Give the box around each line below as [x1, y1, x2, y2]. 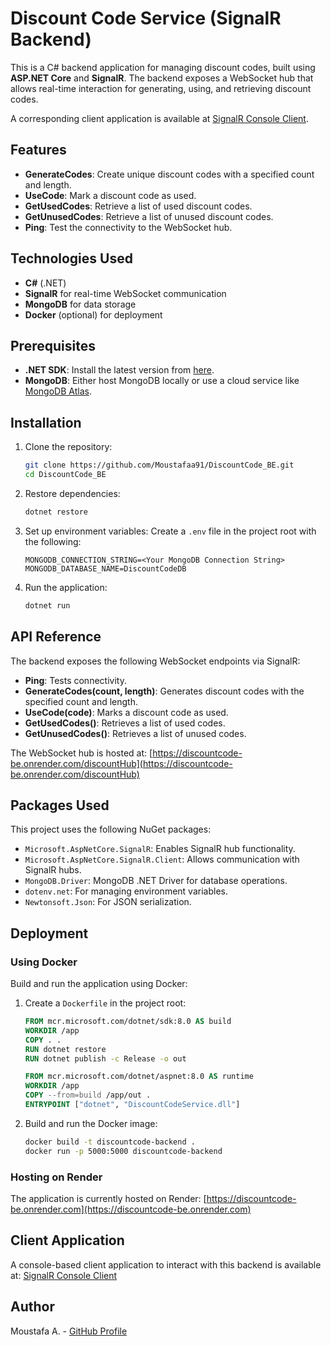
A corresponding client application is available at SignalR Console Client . [10, 112, 309, 124]
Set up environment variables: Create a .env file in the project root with [24, 525, 317, 537]
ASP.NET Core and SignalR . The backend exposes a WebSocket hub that [10, 72, 314, 84]
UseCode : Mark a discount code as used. [24, 189, 197, 201]
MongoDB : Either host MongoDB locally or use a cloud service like [24, 375, 300, 387]
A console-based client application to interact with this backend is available [10, 1258, 322, 1271]
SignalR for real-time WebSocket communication [24, 287, 227, 299]
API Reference [10, 628, 102, 646]
